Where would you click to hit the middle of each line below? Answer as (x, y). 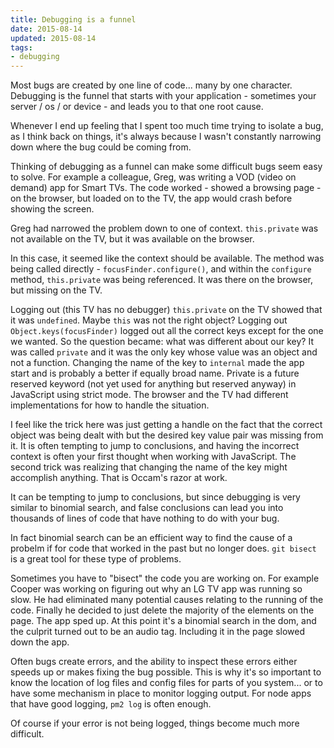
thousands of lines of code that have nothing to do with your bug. (145, 518)
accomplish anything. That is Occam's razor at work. (119, 478)
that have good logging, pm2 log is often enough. (111, 704)
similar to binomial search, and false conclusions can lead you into (147, 508)
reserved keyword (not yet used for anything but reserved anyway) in (153, 384)
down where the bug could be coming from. (101, 147)
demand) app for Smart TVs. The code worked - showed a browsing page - (166, 188)
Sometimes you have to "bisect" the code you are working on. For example (165, 578)
